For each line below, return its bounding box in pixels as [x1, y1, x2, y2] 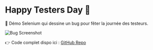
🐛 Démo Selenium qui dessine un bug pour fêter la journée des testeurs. [5, 20, 149, 26]
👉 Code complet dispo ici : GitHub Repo [5, 39, 86, 45]
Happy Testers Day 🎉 [5, 4, 91, 16]
